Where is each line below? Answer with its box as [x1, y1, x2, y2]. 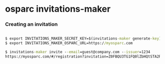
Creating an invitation [5, 21, 58, 28]
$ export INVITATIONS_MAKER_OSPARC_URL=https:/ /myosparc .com [5, 41, 133, 46]
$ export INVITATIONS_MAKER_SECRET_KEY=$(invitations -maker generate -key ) [5, 36, 162, 41]
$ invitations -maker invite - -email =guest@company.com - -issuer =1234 [5, 50, 151, 55]
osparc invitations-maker [5, 3, 111, 15]
